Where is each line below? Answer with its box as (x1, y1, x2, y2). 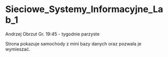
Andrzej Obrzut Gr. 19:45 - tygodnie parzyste (5, 31, 100, 37)
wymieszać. (5, 46, 31, 52)
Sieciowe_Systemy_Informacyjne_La (5, 4, 163, 15)
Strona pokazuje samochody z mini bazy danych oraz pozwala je (5, 40, 142, 46)
